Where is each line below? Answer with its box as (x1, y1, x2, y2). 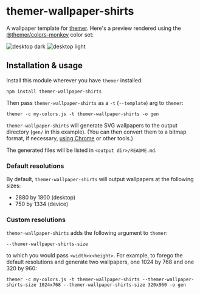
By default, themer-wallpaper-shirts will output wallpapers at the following (6, 176, 194, 183)
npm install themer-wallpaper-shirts (6, 88, 102, 95)
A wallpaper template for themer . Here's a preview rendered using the (6, 24, 181, 32)
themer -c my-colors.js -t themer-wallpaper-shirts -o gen (6, 111, 159, 117)
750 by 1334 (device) (15, 200, 69, 208)
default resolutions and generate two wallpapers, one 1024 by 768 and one (6, 258, 195, 266)
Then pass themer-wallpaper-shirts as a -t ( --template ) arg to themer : (6, 99, 184, 106)
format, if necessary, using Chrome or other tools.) (6, 134, 134, 142)
